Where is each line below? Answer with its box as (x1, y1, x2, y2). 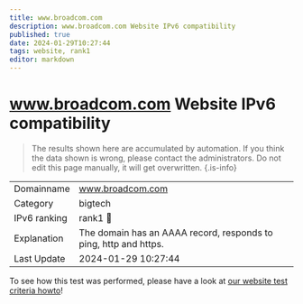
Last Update (14, 252, 66, 264)
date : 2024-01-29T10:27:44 (9, 38, 111, 48)
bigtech (78, 197, 111, 209)
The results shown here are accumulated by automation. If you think (31, 143, 285, 153)
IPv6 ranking (14, 211, 68, 224)
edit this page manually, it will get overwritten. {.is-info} (31, 161, 237, 172)
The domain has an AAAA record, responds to (78, 226, 273, 239)
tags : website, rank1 (9, 47, 91, 56)
